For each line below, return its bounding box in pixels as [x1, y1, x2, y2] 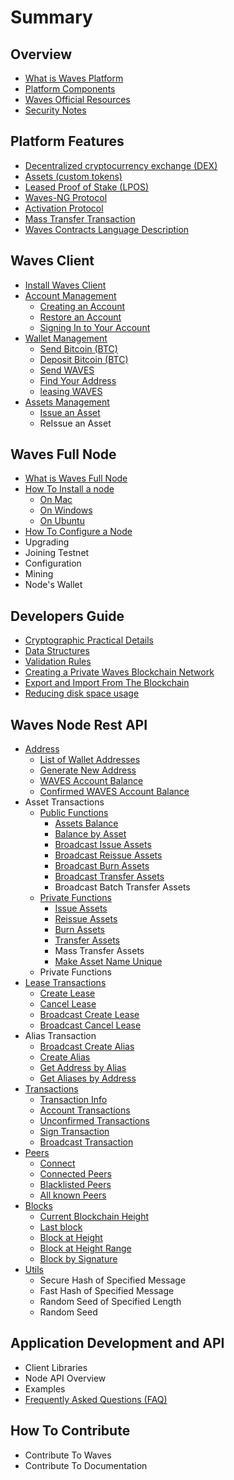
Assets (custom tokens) [24, 170, 123, 182]
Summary [10, 6, 93, 29]
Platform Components [24, 83, 116, 95]
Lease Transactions [24, 977, 107, 989]
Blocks [24, 1200, 53, 1212]
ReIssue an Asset [39, 417, 112, 429]
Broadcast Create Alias [39, 1041, 135, 1053]
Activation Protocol [24, 202, 104, 214]
